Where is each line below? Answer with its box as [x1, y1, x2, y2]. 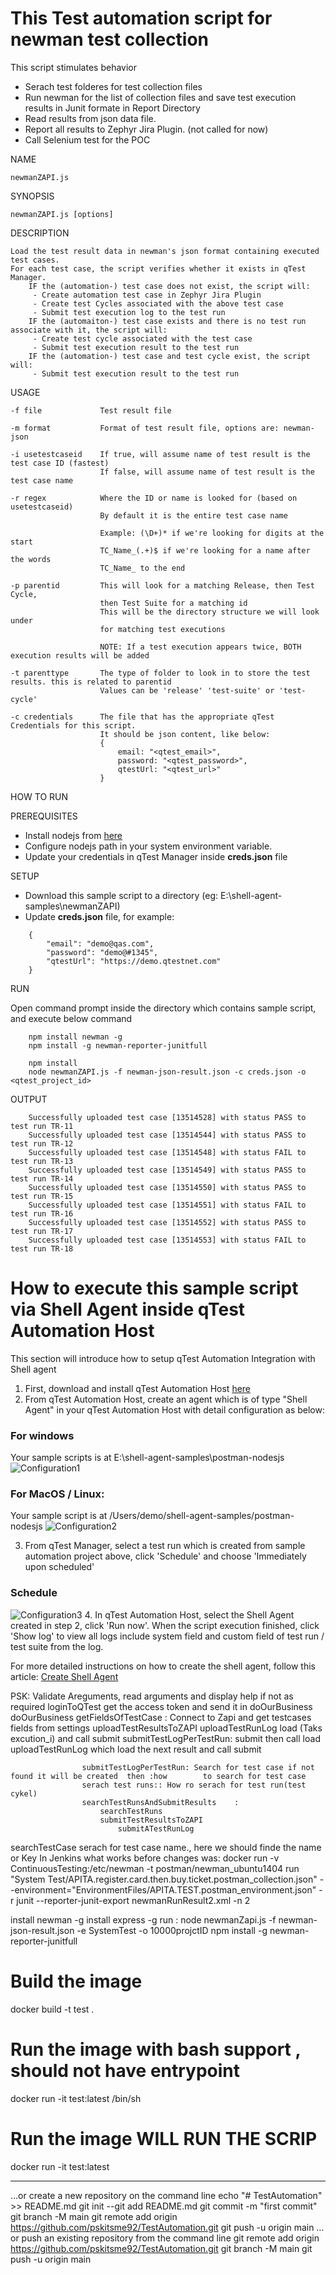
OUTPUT [10, 1093, 48, 1105]
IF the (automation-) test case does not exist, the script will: [28, 281, 311, 291]
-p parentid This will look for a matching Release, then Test [10, 580, 315, 591]
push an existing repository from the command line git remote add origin [21, 2232, 320, 2244]
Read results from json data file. [24, 112, 157, 124]
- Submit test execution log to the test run [32, 307, 226, 317]
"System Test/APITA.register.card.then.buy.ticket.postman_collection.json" [10, 1873, 318, 1885]
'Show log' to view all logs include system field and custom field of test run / [10, 1630, 325, 1642]
